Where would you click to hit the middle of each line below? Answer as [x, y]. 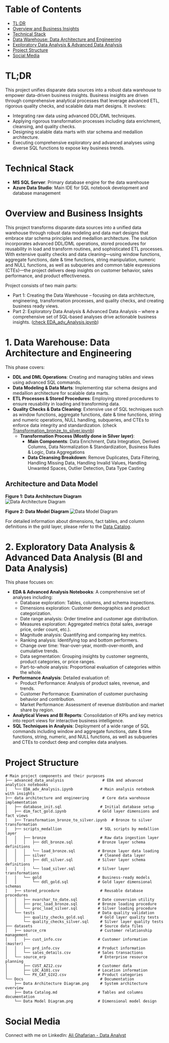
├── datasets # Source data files [74, 926]
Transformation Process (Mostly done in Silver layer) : [77, 436]
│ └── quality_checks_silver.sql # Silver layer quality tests [84, 922]
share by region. [37, 710]
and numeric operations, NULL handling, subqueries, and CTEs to [81, 420]
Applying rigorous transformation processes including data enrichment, [87, 121]
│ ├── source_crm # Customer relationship [79, 931]
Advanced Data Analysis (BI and [74, 558]
